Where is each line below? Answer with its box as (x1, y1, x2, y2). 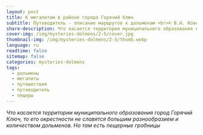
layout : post (6, 8, 39, 15)
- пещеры (11, 92, 34, 98)
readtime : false (6, 48, 47, 54)
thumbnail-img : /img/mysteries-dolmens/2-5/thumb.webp (6, 37, 147, 43)
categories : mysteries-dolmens (6, 59, 85, 65)
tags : (6, 64, 20, 71)
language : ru (6, 43, 39, 49)
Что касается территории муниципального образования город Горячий (6, 109, 193, 116)
